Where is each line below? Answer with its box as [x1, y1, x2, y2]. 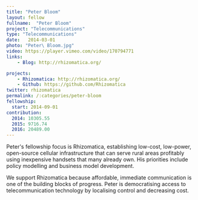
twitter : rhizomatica [6, 87, 61, 94]
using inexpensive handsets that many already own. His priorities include [6, 156, 188, 163]
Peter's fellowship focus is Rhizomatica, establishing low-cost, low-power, [6, 143, 192, 150]
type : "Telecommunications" [6, 31, 78, 37]
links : [6, 54, 23, 60]
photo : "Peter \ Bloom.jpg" [6, 43, 74, 49]
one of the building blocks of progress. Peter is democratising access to [6, 181, 186, 188]
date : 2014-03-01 [6, 37, 56, 43]
